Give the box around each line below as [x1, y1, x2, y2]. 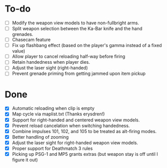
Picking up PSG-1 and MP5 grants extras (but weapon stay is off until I [12, 151, 158, 157]
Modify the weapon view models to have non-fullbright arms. [12, 20, 139, 26]
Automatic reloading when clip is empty [12, 105, 95, 111]
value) [12, 48, 26, 54]
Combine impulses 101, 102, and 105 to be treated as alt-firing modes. [12, 128, 157, 134]
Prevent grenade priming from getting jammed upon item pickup [12, 70, 146, 76]
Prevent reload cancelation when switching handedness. [12, 122, 130, 129]
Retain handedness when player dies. [12, 59, 90, 65]
